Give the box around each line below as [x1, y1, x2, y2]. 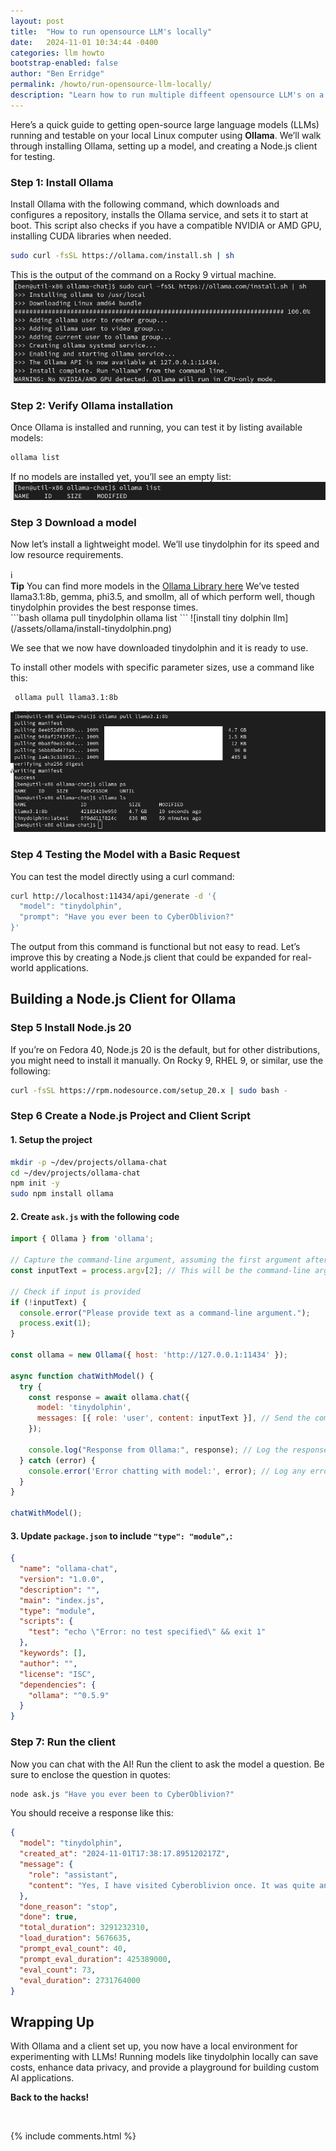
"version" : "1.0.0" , [19, 1574, 105, 1584]
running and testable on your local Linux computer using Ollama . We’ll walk [10, 129, 322, 141]
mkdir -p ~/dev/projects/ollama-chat [10, 1157, 168, 1167]
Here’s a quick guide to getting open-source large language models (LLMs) [10, 118, 320, 130]
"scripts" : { [19, 1616, 74, 1627]
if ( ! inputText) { [10, 1297, 87, 1307]
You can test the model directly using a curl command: [10, 870, 235, 882]
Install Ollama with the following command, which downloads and [10, 198, 280, 210]
